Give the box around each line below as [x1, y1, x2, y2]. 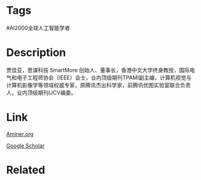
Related [6, 163, 45, 176]
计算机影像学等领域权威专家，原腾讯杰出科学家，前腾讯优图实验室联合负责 [6, 81, 191, 88]
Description [6, 46, 66, 60]
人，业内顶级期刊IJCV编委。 [6, 88, 76, 96]
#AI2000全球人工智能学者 [6, 24, 70, 31]
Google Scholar [6, 142, 45, 149]
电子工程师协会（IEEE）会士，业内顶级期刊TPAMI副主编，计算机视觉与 [16, 73, 192, 81]
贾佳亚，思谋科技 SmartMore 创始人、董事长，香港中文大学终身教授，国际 [6, 66, 190, 73]
